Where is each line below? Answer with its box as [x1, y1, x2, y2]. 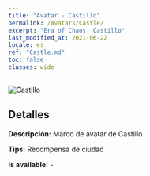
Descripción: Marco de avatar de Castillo [8, 128, 143, 139]
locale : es [8, 41, 44, 49]
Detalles [8, 108, 50, 121]
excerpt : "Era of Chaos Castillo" [8, 26, 126, 34]
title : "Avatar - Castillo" [8, 11, 101, 20]
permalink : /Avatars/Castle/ [8, 19, 104, 27]
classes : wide [8, 63, 55, 71]
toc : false [8, 56, 44, 64]
